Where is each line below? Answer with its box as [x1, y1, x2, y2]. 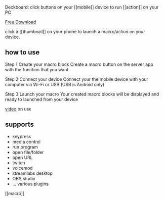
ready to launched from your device [5, 96, 78, 102]
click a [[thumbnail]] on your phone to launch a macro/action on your [5, 29, 145, 34]
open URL [12, 154, 33, 160]
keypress [12, 133, 31, 139]
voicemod [12, 165, 33, 171]
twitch [12, 159, 26, 165]
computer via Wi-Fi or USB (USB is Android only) [5, 81, 105, 87]
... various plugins [12, 181, 49, 187]
